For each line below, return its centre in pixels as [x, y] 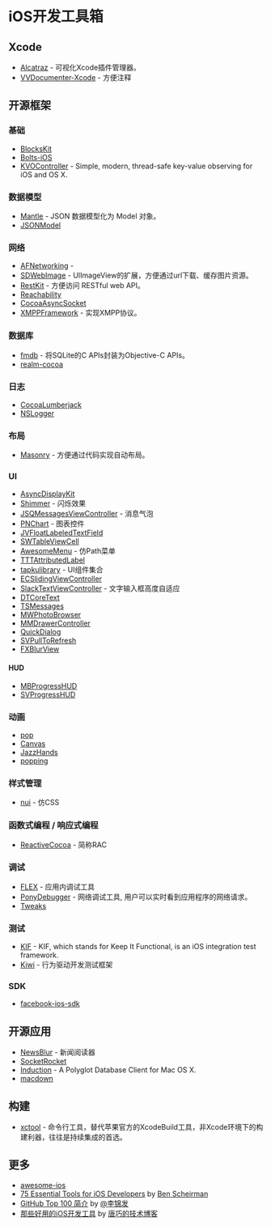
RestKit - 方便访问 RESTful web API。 [82, 286]
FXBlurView [40, 649]
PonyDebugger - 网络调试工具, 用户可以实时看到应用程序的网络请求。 [136, 897]
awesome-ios [43, 1185]
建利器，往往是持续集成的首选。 [73, 1137]
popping [34, 761]
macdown [37, 1079]
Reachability [41, 295]
